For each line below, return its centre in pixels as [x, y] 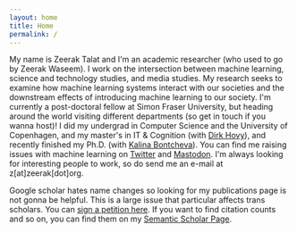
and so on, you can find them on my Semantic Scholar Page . [121, 219]
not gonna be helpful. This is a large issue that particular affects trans [137, 200]
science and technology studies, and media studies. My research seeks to [146, 79]
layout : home [34, 17]
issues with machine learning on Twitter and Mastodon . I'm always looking [146, 154]
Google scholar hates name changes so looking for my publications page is [148, 191]
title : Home [31, 26]
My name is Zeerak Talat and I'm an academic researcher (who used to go [146, 60]
